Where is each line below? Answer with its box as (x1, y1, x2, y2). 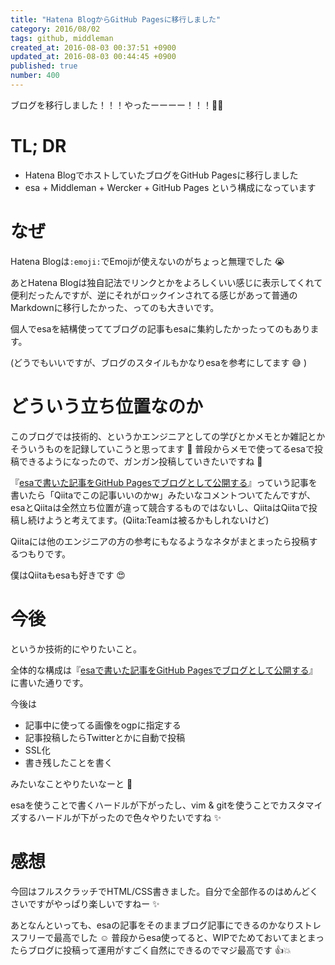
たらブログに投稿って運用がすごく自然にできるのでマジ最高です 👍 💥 (10, 944, 292, 956)
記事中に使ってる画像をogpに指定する (24, 719, 182, 731)
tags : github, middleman (10, 33, 114, 43)
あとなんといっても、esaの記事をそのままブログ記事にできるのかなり (10, 919, 295, 931)
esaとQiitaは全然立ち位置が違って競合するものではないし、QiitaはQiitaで (10, 501, 309, 513)
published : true (10, 61, 78, 71)
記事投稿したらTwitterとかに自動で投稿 (24, 731, 186, 743)
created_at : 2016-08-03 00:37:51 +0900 (10, 42, 177, 53)
